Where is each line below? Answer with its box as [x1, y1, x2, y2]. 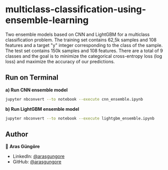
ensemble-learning [5, 14, 89, 26]
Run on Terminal [5, 73, 59, 82]
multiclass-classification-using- [5, 4, 146, 15]
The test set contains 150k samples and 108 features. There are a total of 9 [5, 47, 163, 54]
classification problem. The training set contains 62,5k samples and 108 [5, 37, 157, 43]
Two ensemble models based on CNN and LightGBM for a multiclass [5, 31, 150, 37]
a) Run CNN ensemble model [5, 87, 68, 93]
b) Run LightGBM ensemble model [5, 106, 79, 112]
